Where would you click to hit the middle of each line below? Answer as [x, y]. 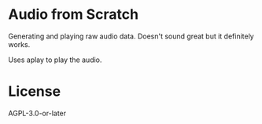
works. [19, 44]
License [35, 91]
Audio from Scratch [74, 15]
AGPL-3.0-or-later [37, 113]
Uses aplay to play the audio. [55, 60]
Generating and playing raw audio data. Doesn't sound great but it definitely [131, 36]
